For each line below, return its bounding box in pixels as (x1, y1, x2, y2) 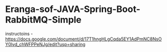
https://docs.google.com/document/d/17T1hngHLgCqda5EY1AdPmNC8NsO (5, 36, 162, 42)
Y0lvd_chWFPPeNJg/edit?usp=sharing (5, 41, 86, 47)
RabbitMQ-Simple (5, 14, 82, 25)
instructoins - (5, 30, 33, 36)
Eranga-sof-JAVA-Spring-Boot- (5, 3, 141, 15)
